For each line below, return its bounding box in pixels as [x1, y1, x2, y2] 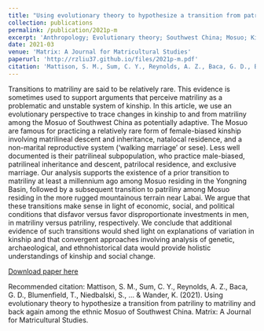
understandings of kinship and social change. [8, 251, 156, 260]
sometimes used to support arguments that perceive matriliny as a [8, 92, 222, 102]
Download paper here [8, 267, 79, 276]
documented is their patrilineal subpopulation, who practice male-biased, [8, 151, 245, 160]
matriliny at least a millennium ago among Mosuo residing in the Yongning [8, 176, 247, 186]
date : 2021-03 [8, 41, 55, 49]
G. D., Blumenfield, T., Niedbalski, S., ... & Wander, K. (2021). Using [8, 290, 224, 300]
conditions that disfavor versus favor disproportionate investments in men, [8, 209, 249, 219]
